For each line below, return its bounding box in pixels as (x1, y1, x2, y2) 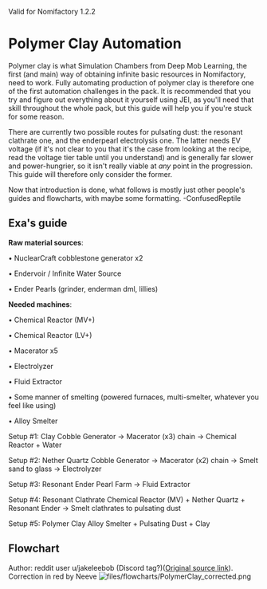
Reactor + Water (8, 440, 62, 450)
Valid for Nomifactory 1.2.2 (8, 7, 96, 16)
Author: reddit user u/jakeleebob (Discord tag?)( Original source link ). (8, 563, 234, 572)
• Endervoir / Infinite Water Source (8, 269, 122, 278)
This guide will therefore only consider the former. (8, 169, 173, 179)
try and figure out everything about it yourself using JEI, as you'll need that (8, 95, 254, 104)
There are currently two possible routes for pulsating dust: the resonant (8, 127, 243, 136)
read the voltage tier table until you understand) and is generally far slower (8, 152, 253, 162)
